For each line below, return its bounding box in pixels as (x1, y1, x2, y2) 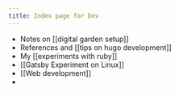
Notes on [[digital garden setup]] (19, 34, 129, 44)
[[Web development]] (19, 68, 91, 77)
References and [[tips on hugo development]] (19, 42, 172, 52)
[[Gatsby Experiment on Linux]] (19, 60, 125, 69)
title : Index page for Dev (8, 11, 99, 20)
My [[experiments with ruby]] (19, 51, 118, 61)
